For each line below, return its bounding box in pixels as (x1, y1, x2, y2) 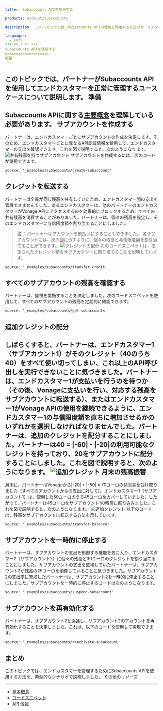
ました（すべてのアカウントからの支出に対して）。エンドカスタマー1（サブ (5, 488, 153, 493)
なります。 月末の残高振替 (17, 468, 147, 476)
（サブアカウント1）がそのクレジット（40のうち (5, 350, 150, 358)
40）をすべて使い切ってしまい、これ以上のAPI (5, 359, 145, 367)
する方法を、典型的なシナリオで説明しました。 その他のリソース (9, 674, 138, 680)
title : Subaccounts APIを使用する (5, 7, 74, 12)
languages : (5, 33, 27, 38)
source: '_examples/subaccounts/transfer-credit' (5, 265, 108, 269)
